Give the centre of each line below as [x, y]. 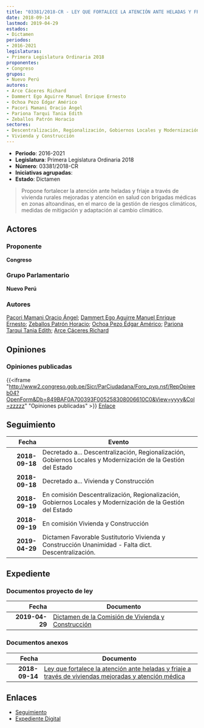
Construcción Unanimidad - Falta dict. [97, 545]
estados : [17, 29]
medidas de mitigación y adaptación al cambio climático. [92, 210]
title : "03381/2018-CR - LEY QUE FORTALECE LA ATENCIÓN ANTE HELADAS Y [99, 12]
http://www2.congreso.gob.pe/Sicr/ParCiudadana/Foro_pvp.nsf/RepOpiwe [102, 386]
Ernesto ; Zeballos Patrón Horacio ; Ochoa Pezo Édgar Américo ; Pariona [95, 324]
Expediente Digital [38, 719]
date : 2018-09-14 [28, 18]
